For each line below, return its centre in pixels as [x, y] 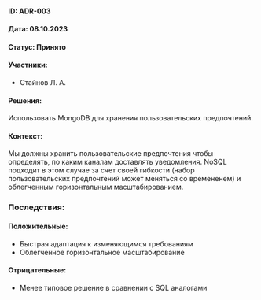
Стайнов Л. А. [43, 82]
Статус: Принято [37, 46]
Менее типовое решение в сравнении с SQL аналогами [113, 287]
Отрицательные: [37, 270]
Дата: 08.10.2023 [38, 29]
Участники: [28, 65]
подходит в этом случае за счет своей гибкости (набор [101, 170]
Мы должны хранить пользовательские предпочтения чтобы [111, 154]
